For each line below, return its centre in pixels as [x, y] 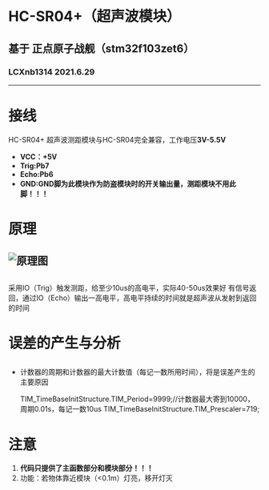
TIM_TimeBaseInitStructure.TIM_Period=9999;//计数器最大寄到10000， [137, 399]
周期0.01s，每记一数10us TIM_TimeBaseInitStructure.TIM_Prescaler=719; [140, 409]
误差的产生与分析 [65, 343]
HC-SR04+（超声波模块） [95, 16]
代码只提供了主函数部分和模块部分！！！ [86, 468]
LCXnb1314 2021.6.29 [52, 71]
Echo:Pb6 [36, 174]
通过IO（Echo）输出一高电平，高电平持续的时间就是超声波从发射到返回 [139, 298]
